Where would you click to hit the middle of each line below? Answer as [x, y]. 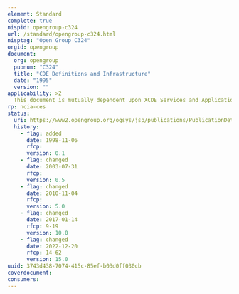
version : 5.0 [46, 207]
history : [27, 127]
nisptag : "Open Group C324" [49, 41]
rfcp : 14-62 [44, 253]
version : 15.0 [47, 260]
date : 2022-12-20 [52, 246]
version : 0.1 [46, 153]
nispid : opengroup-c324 [43, 27]
